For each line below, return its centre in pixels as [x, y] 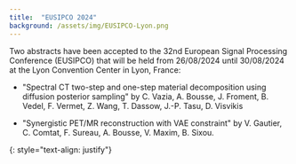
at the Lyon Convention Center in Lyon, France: [95, 70]
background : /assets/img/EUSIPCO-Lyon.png [89, 26]
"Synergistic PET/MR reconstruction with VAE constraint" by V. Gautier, [152, 123]
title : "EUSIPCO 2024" [53, 17]
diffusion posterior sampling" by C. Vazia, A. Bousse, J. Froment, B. [145, 96]
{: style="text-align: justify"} [61, 149]
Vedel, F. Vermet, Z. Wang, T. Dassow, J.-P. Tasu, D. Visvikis [132, 105]
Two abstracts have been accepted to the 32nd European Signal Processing [148, 51]
